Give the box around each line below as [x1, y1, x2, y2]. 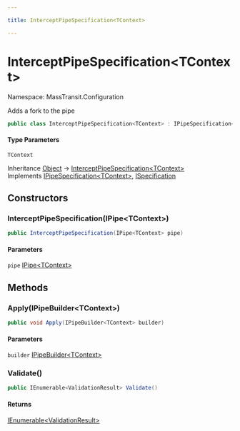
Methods [7, 281, 49, 293]
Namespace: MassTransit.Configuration [7, 92, 124, 101]
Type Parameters [7, 136, 60, 144]
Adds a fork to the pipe [7, 106, 75, 115]
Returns [7, 400, 32, 408]
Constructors [7, 192, 69, 204]
